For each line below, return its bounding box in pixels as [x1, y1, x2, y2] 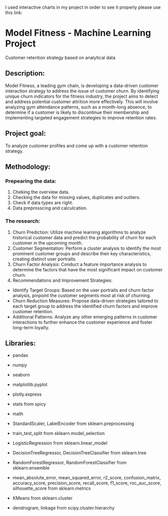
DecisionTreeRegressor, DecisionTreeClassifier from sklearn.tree [12, 450, 147, 456]
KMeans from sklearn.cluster [12, 495, 73, 501]
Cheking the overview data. [12, 189, 70, 195]
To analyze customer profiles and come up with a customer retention [5, 142, 148, 149]
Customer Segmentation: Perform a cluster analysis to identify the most [12, 245, 161, 251]
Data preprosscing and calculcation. [12, 205, 88, 211]
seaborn [12, 372, 30, 378]
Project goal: [5, 129, 46, 138]
